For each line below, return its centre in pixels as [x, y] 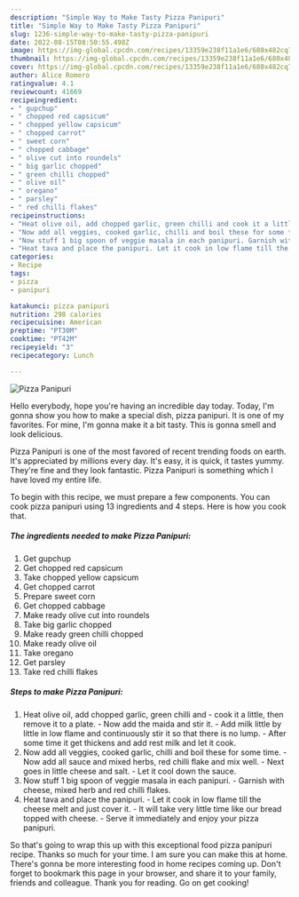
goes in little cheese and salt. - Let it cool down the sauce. [130, 771]
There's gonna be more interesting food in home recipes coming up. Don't [146, 863]
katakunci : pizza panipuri [60, 306]
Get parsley [44, 662]
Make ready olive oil [59, 643]
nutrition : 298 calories [56, 314]
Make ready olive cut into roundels [86, 615]
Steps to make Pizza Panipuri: [67, 692]
